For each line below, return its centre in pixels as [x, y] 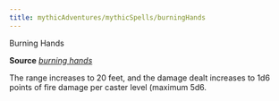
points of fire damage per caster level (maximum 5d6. [108, 87]
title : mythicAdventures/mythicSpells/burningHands [107, 17]
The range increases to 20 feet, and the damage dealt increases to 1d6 [140, 78]
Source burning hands [51, 60]
